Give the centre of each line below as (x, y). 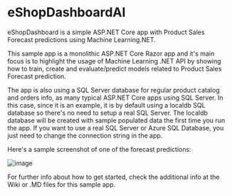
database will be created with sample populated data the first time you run (116, 120)
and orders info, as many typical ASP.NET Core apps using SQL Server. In (115, 98)
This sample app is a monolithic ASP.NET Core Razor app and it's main (111, 53)
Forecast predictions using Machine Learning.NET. (81, 39)
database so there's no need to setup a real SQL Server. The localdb (108, 113)
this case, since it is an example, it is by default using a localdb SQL (106, 105)
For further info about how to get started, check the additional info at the (114, 177)
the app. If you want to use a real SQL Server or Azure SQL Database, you (116, 128)
